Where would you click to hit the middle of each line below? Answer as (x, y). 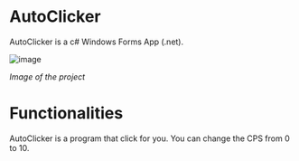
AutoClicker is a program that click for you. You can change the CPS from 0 (150, 138)
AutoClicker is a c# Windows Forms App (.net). (97, 42)
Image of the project (47, 76)
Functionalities (66, 114)
